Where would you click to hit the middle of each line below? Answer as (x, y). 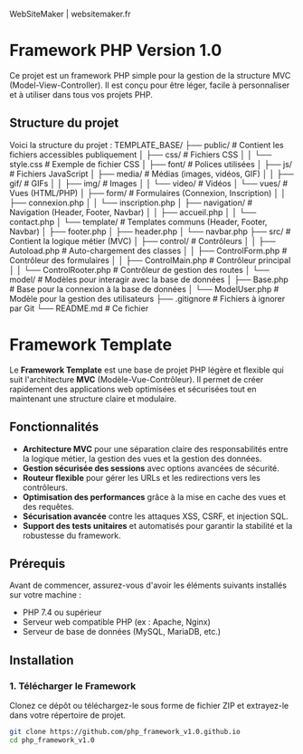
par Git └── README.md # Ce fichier (79, 308)
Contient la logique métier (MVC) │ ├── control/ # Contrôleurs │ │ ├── (142, 240)
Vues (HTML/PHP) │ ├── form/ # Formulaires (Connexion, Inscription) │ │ (148, 193)
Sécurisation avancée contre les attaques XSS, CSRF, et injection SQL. (156, 516)
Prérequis (38, 564)
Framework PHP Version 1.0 (116, 51)
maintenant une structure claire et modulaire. (93, 399)
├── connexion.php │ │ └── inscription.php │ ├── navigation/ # (131, 203)
